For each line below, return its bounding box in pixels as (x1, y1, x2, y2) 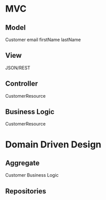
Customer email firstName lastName (5, 36, 81, 43)
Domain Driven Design (5, 139, 101, 150)
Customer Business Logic (5, 172, 59, 178)
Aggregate (5, 159, 40, 168)
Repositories (5, 187, 47, 195)
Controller (5, 79, 38, 88)
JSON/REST (5, 64, 30, 71)
